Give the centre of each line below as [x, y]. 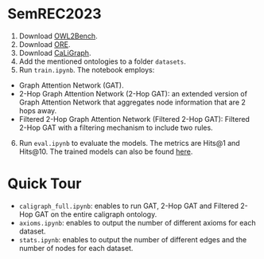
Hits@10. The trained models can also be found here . [106, 151]
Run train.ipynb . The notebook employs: [87, 69]
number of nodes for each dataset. [76, 248]
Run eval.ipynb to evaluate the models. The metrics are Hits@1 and [129, 143]
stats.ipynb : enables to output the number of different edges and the [133, 239]
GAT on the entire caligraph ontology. [96, 214]
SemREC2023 [54, 14]
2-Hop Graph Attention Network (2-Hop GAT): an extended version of [133, 93]
